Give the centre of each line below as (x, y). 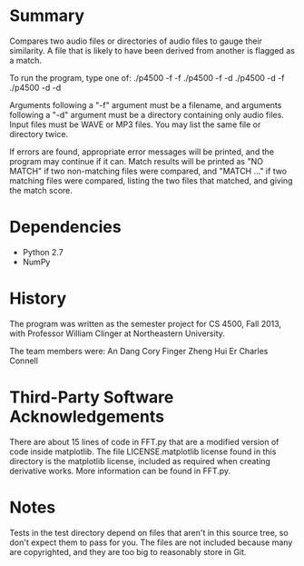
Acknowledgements (87, 417)
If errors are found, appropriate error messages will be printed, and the (142, 152)
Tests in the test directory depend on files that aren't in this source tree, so (149, 532)
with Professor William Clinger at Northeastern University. (117, 333)
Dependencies (65, 227)
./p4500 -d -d (35, 87)
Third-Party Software (92, 397)
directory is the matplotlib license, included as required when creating (140, 461)
